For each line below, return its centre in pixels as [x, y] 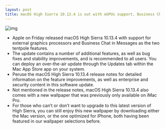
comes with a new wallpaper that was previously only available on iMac [84, 95]
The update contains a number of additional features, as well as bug [81, 53]
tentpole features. [30, 48]
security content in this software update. [53, 84]
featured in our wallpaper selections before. [56, 121]
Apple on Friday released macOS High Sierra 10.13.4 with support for [82, 38]
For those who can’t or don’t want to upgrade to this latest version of [82, 105]
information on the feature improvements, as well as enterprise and [80, 79]
